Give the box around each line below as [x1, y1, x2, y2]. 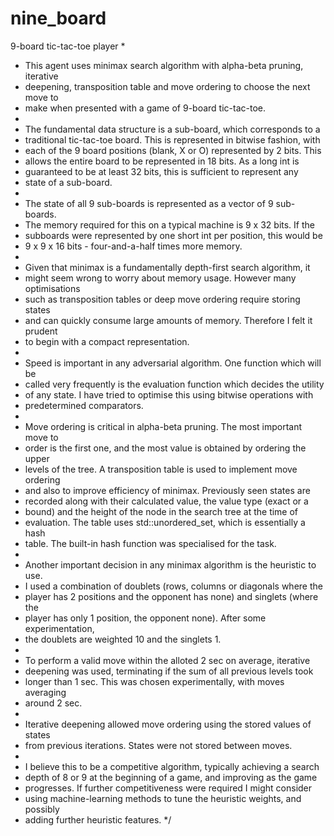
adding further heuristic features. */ [24, 813, 172, 826]
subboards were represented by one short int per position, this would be [24, 229, 323, 241]
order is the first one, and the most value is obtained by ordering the [24, 442, 307, 454]
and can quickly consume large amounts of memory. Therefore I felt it [24, 314, 313, 326]
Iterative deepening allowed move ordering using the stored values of [24, 718, 312, 730]
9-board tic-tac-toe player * [10, 40, 126, 52]
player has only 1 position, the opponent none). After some [24, 612, 267, 624]
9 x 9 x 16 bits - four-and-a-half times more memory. [24, 240, 243, 252]
